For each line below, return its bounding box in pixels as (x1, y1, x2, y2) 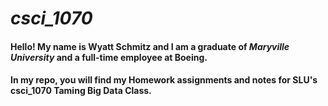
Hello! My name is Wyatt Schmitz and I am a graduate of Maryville (10, 40, 290, 52)
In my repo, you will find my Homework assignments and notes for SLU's (10, 74, 318, 86)
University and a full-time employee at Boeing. (10, 51, 208, 63)
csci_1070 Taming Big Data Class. (10, 85, 152, 97)
